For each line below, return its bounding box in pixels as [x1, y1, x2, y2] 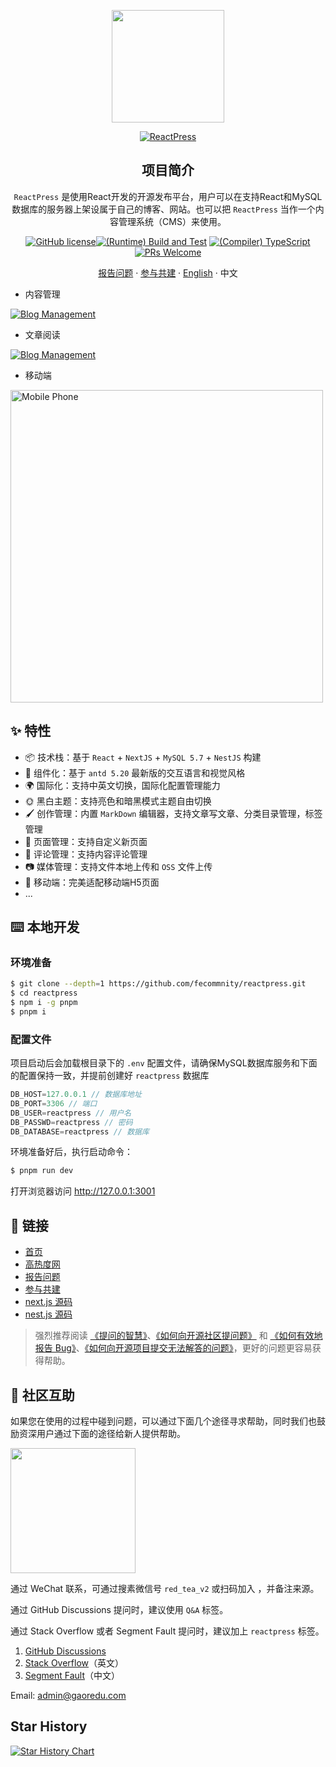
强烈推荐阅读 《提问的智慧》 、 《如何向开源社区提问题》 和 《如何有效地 [34, 1330, 323, 1342]
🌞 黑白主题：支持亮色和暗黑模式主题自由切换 [24, 795, 212, 807]
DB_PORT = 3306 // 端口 [10, 1098, 98, 1109]
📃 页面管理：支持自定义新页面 [24, 835, 148, 847]
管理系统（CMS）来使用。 [118, 215, 227, 227]
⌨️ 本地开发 [10, 919, 80, 936]
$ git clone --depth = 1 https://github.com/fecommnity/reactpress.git [10, 979, 307, 989]
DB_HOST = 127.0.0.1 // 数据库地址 [10, 1090, 142, 1100]
